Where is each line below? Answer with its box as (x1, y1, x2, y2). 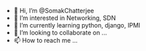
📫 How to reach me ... (13, 37, 78, 44)
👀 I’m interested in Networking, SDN (13, 14, 116, 22)
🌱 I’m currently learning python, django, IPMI (13, 21, 140, 29)
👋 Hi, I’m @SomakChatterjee (13, 7, 94, 14)
